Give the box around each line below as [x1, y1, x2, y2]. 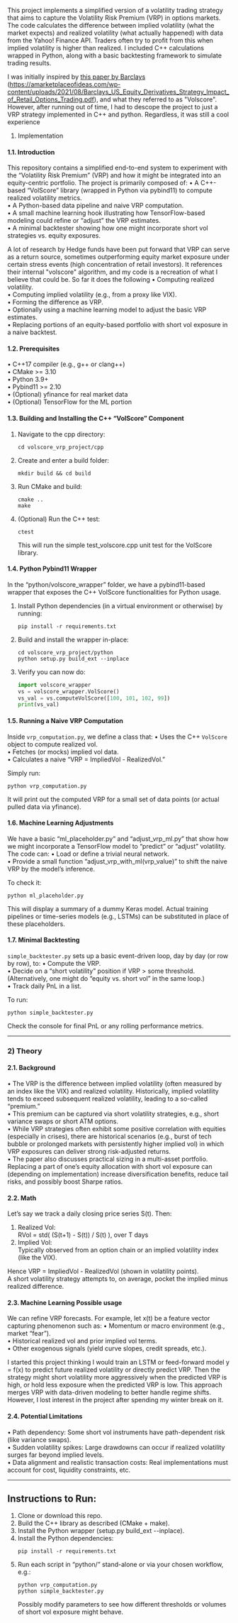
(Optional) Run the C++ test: [17, 515, 101, 523]
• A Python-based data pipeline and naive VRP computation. [7, 202, 184, 210]
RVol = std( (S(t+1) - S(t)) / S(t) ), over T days [17, 1231, 149, 1239]
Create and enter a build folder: [17, 456, 110, 464]
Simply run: [7, 769, 41, 777]
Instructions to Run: [7, 1493, 97, 1505]
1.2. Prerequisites [7, 344, 60, 353]
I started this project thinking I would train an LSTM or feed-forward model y [7, 1358, 230, 1367]
